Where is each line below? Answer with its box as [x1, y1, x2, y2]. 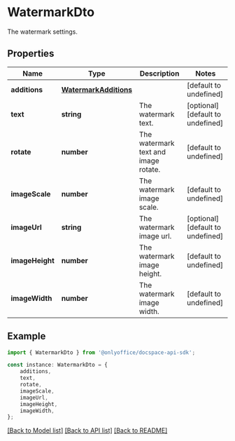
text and [138, 147, 166, 156]
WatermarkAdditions [61, 85, 133, 95]
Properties [7, 48, 55, 60]
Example [7, 330, 46, 342]
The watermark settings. [7, 27, 78, 36]
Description [139, 68, 180, 78]
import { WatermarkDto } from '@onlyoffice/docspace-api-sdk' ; [7, 348, 196, 356]
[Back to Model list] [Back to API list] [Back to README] [7, 426, 168, 435]
